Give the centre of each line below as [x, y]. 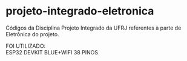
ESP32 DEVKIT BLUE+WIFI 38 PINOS [52, 52]
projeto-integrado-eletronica [80, 11]
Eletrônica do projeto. [32, 34]
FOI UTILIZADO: [26, 46]
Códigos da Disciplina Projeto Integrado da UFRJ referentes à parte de [93, 28]
